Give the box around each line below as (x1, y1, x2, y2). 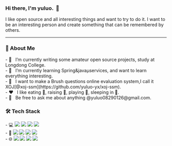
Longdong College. (5, 61, 46, 68)
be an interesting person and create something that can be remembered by (5, 22, 164, 28)
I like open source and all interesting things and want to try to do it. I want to (5, 16, 165, 23)
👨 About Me (5, 45, 35, 52)
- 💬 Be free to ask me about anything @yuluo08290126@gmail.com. (5, 94, 152, 100)
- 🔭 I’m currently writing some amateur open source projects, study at (5, 56, 155, 62)
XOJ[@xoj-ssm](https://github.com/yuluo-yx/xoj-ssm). (5, 84, 121, 90)
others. (5, 27, 20, 33)
